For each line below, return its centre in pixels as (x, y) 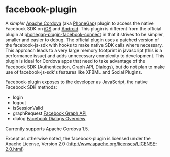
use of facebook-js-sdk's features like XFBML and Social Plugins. (74, 72)
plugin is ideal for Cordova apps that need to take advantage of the (75, 61)
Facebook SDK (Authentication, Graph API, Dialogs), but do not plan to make (85, 67)
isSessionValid (28, 108)
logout (19, 102)
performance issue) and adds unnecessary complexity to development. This (85, 56)
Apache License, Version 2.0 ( (37, 144)
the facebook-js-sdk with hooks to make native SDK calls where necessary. (84, 45)
